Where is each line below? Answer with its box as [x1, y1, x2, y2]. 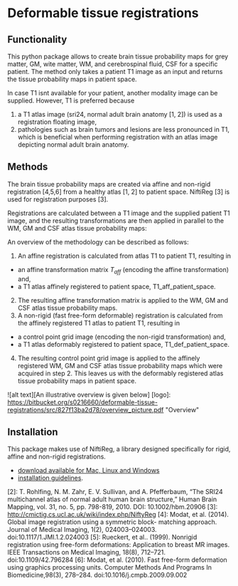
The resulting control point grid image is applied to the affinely [17, 354, 200, 362]
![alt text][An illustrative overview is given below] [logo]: [7, 390, 171, 399]
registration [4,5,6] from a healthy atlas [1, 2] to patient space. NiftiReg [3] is [7, 187, 230, 196]
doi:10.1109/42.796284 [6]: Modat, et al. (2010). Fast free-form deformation [7, 555, 227, 564]
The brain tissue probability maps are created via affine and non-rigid [7, 179, 211, 188]
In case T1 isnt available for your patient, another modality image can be [7, 89, 218, 97]
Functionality [7, 33, 67, 46]
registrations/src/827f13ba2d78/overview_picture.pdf [7, 405, 164, 414]
